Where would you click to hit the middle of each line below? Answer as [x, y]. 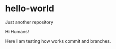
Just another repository [29, 22]
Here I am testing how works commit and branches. [58, 41]
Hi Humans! [17, 31]
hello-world [30, 9]
